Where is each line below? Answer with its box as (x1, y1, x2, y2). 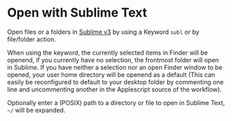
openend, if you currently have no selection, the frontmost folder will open (7, 55, 220, 64)
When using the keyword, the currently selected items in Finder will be (7, 48, 208, 57)
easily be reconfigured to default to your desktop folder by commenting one (7, 77, 224, 86)
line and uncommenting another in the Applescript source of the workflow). (7, 85, 222, 93)
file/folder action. (7, 35, 57, 43)
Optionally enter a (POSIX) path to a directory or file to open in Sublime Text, (7, 98, 225, 106)
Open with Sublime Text (7, 5, 148, 21)
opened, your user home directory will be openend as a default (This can (7, 71, 215, 79)
